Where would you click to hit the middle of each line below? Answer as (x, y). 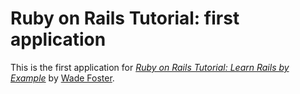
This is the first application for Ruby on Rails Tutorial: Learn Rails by (150, 67)
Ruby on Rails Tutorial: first (125, 18)
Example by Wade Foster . (62, 78)
